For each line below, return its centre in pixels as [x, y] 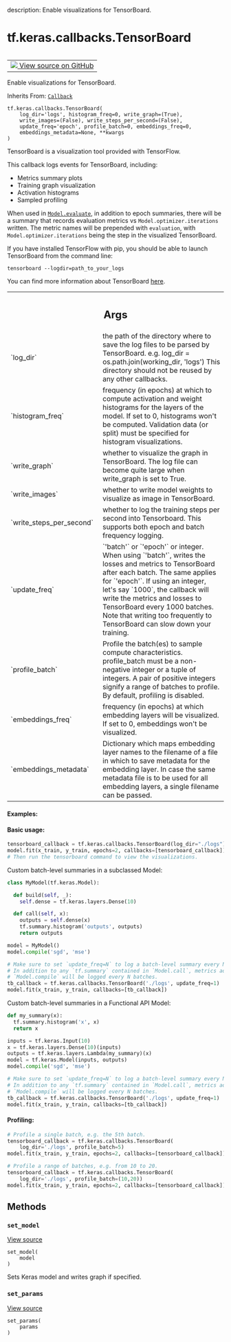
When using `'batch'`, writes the [154, 555]
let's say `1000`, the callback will [156, 589]
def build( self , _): [43, 895]
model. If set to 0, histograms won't [159, 416]
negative [117, 670]
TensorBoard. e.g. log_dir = [146, 354]
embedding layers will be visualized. [161, 715]
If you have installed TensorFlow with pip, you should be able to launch [108, 248]
